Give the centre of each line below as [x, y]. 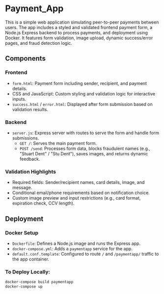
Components [25, 59]
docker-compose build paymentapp [39, 282]
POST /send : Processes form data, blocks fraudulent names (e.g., [85, 148]
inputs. [19, 99]
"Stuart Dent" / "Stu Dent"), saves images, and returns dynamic [84, 153]
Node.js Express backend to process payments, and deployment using [77, 32]
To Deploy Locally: [28, 272]
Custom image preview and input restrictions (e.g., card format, [76, 198]
